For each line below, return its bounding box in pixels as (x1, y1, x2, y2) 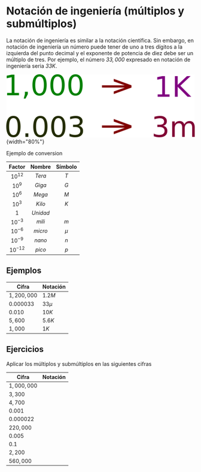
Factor (8, 163, 26, 170)
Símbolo (56, 163, 77, 170)
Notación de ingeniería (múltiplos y (6, 4, 184, 18)
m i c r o (33, 227, 48, 235)
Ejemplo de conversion (6, 150, 63, 157)
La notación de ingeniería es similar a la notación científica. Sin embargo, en (6, 37, 194, 44)
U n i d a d (31, 209, 50, 217)
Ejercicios (6, 344, 44, 354)
